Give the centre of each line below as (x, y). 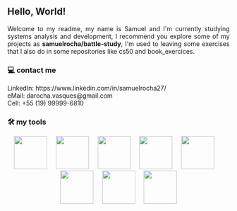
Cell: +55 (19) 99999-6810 (46, 103)
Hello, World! (37, 12)
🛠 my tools (27, 122)
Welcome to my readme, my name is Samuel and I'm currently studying (119, 28)
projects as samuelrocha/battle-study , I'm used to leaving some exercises (119, 44)
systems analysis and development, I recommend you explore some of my (119, 36)
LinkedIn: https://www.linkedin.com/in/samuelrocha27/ (87, 89)
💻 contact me (32, 70)
